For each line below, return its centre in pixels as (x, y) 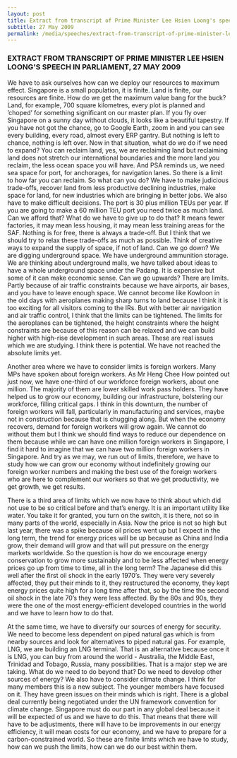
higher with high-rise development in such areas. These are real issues (110, 338)
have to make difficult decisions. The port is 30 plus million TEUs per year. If (118, 203)
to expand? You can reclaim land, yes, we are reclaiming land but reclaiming (117, 150)
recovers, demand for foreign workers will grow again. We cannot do (107, 426)
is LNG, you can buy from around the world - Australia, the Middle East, (111, 656)
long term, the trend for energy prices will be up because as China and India (118, 538)
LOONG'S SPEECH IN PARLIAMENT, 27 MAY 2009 (94, 67)
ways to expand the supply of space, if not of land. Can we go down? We (114, 247)
